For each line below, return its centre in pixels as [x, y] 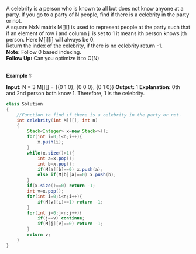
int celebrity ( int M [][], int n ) [57, 120]
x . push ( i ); [51, 142]
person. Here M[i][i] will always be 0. [50, 40]
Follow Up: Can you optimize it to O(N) [53, 58]
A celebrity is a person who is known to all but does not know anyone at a [95, 8]
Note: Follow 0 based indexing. [44, 52]
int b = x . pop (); [56, 164]
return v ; [39, 235]
